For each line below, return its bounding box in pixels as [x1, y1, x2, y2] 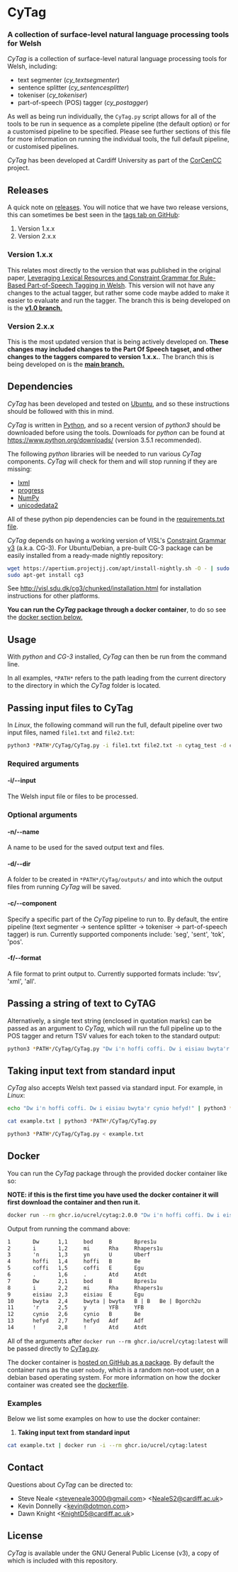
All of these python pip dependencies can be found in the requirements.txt [7, 515, 225, 523]
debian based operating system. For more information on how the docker [7, 1373, 221, 1381]
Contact [7, 1461, 44, 1473]
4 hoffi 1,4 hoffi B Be [7, 1258, 141, 1265]
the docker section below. [7, 613, 83, 622]
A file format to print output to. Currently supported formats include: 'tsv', [7, 969, 222, 978]
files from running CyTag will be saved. [7, 883, 122, 891]
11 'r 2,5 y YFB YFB [7, 1304, 144, 1312]
